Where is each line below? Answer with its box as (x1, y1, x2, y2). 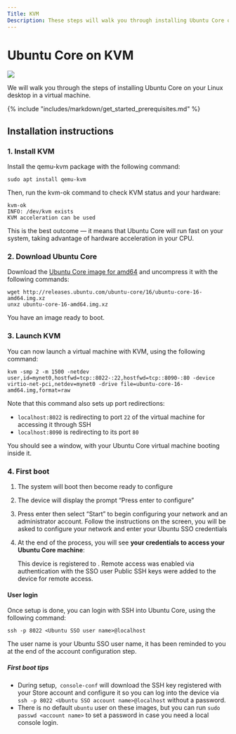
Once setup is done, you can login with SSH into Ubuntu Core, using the (7, 607, 216, 615)
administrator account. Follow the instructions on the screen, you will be (17, 517, 226, 525)
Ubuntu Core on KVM (7, 47, 134, 63)
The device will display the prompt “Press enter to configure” (17, 496, 195, 504)
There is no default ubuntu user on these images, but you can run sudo (17, 704, 221, 712)
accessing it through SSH (17, 420, 91, 428)
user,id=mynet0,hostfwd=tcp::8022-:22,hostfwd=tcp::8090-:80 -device (7, 374, 216, 381)
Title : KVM (7, 10, 39, 18)
